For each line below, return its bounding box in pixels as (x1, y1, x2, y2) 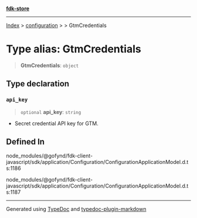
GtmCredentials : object (20, 62, 79, 69)
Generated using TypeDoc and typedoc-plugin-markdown (6, 206, 147, 213)
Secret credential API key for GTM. (14, 120, 98, 127)
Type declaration (6, 79, 69, 89)
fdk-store (6, 5, 30, 12)
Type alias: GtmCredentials (6, 42, 142, 56)
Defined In (6, 137, 45, 147)
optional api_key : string (20, 108, 81, 115)
